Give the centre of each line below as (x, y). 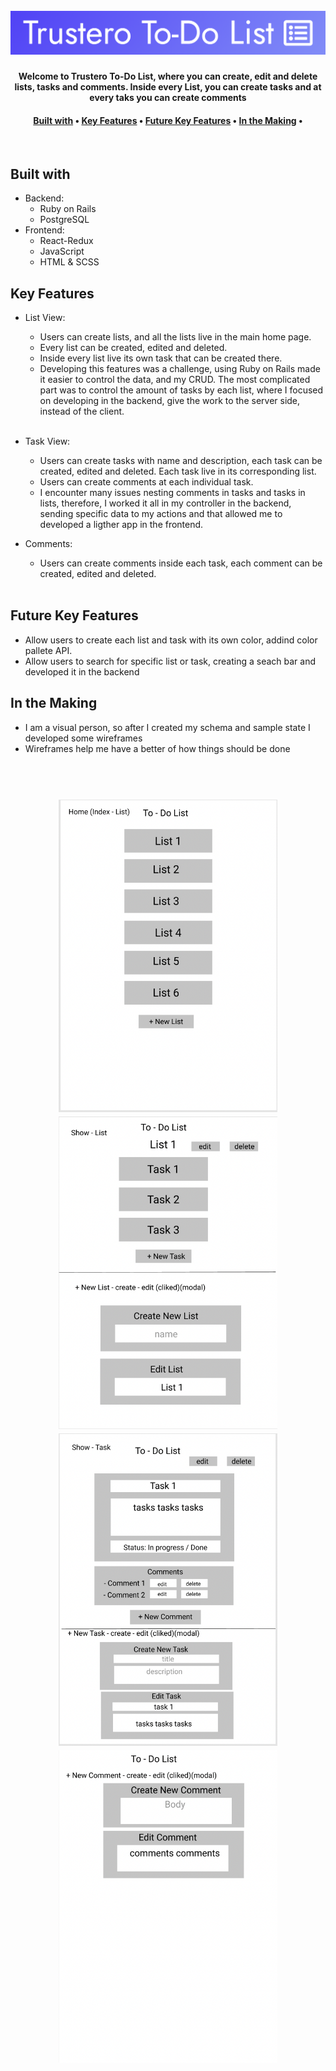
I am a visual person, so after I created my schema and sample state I (167, 727)
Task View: (47, 441)
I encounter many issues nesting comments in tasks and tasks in (172, 492)
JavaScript (62, 251)
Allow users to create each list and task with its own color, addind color (171, 640)
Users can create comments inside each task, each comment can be (181, 563)
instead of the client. (82, 411)
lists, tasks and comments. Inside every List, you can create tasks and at (168, 87)
